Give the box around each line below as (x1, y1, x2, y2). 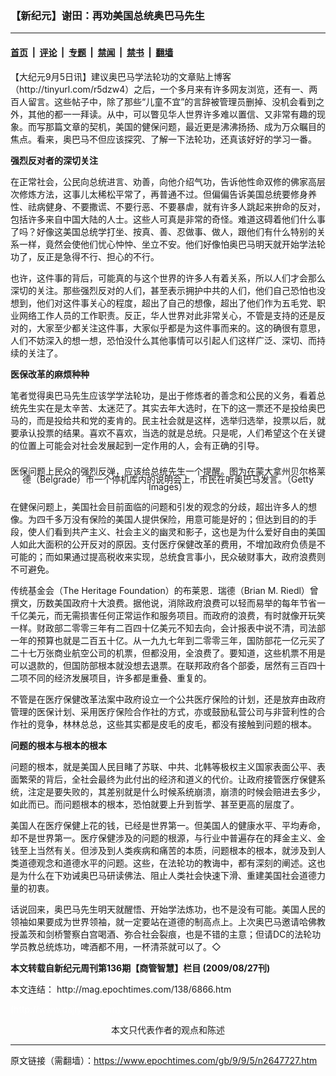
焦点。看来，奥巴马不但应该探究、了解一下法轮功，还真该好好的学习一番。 (10, 133, 317, 145)
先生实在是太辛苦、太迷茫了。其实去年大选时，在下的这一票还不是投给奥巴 (18, 402, 326, 414)
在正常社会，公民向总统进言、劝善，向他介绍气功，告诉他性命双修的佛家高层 (10, 175, 326, 187)
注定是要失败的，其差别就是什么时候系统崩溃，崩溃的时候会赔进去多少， (27, 785, 326, 797)
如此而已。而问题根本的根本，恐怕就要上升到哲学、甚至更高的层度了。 (10, 798, 300, 810)
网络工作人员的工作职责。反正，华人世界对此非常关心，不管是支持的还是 (18, 309, 317, 321)
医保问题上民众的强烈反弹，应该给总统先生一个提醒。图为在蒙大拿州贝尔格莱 (10, 465, 326, 477)
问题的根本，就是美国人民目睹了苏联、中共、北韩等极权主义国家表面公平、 (10, 760, 317, 772)
